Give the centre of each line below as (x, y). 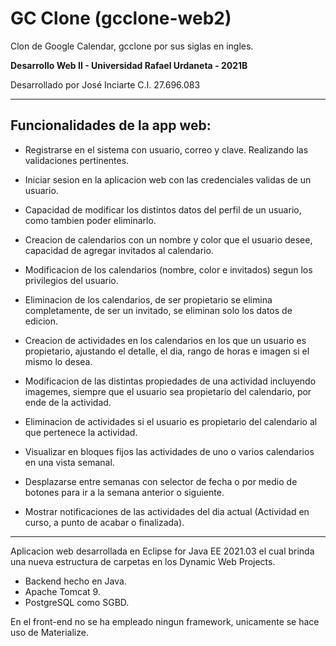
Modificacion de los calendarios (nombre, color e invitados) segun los (168, 269)
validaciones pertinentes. (77, 160)
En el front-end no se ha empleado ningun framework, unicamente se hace (165, 621)
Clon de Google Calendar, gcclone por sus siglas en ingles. (132, 46)
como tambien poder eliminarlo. (90, 220)
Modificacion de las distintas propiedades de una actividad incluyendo (170, 381)
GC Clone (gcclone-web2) (121, 18)
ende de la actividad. (68, 402)
